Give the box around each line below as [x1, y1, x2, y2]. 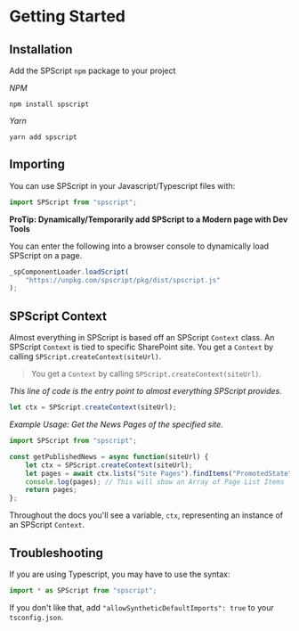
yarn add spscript [9, 133, 77, 142]
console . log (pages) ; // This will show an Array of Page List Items [25, 477, 285, 487]
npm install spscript [9, 100, 90, 109]
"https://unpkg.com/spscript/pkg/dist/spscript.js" [25, 275, 221, 284]
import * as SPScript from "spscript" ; [9, 586, 158, 594]
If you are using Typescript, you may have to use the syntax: [9, 569, 230, 579]
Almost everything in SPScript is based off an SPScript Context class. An [9, 332, 275, 343]
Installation [9, 42, 73, 57]
